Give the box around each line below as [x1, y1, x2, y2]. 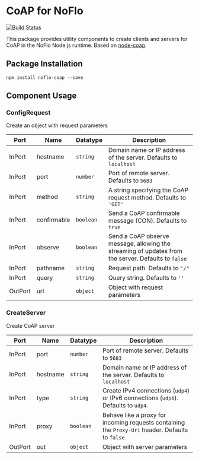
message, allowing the [108, 239, 171, 248]
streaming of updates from [108, 247, 182, 255]
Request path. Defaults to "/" [108, 264, 190, 273]
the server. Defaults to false [108, 254, 187, 262]
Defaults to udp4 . [102, 401, 149, 409]
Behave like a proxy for [102, 411, 166, 419]
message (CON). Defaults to [108, 217, 187, 225]
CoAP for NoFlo [6, 4, 84, 18]
